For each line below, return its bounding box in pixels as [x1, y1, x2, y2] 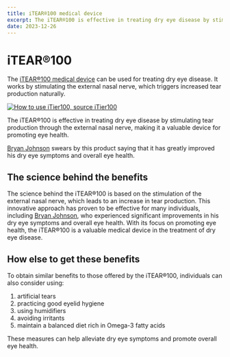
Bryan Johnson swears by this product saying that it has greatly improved [7, 144, 215, 152]
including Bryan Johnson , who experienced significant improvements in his [7, 211, 219, 220]
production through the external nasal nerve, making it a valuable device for [7, 124, 221, 132]
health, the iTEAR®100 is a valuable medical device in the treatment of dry [7, 226, 216, 234]
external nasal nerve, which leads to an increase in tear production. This [7, 197, 211, 205]
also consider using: [7, 279, 64, 287]
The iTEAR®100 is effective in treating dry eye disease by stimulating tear [7, 116, 214, 124]
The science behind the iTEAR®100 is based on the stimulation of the [7, 189, 202, 198]
